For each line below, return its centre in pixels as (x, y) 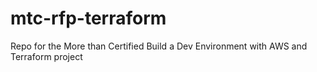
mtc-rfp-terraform (88, 18)
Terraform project (46, 56)
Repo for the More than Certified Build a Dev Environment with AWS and (159, 46)
